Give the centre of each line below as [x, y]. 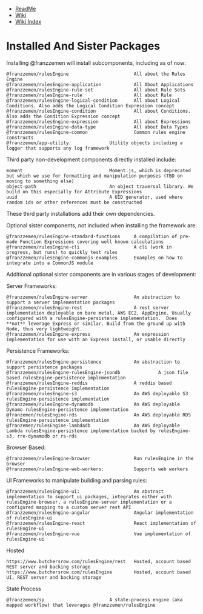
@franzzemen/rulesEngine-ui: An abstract [85, 491]
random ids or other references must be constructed [74, 202]
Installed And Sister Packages [83, 46]
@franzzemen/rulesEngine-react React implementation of [101, 523]
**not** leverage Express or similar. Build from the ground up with [96, 324]
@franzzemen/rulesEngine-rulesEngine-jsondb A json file [97, 372]
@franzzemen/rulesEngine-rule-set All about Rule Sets [96, 90]
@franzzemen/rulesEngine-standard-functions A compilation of [92, 236]
